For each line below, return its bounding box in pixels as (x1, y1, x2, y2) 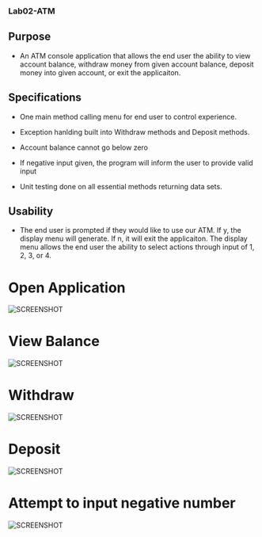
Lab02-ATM (8, 6, 55, 17)
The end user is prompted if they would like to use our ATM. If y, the (19, 226, 241, 235)
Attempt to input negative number (8, 494, 236, 512)
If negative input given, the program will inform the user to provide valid (19, 158, 253, 167)
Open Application (8, 279, 126, 296)
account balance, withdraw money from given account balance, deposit (19, 59, 255, 69)
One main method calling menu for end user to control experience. (19, 112, 237, 121)
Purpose (8, 30, 51, 44)
